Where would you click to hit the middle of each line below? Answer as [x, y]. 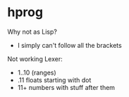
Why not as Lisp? [32, 32]
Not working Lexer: [35, 59]
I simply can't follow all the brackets [69, 45]
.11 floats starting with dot [54, 80]
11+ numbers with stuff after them [66, 87]
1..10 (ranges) [37, 72]
